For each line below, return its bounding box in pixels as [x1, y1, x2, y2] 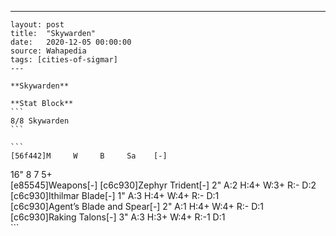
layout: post [10, 20, 65, 30]
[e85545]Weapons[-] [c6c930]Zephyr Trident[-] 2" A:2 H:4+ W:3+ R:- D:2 [10, 179, 317, 191]
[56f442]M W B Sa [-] [10, 151, 168, 161]
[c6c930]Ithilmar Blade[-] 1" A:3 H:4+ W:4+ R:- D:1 [10, 190, 220, 201]
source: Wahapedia [10, 46, 87, 56]
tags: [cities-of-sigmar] [10, 55, 118, 65]
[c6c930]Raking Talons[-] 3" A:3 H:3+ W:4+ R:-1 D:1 [10, 211, 226, 223]
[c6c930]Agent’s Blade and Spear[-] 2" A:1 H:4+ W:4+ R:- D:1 [10, 201, 264, 212]
